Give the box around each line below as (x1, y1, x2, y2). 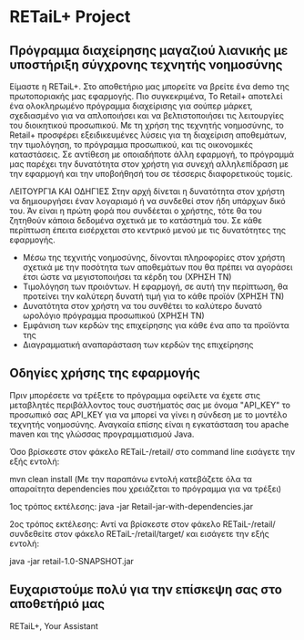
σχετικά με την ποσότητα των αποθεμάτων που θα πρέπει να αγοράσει (22, 262, 293, 273)
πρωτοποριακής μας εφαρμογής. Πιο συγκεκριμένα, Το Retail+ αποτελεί (9, 91, 283, 101)
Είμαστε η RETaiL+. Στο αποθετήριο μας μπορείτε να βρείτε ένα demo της (9, 81, 289, 92)
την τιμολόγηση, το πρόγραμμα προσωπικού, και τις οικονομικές (9, 139, 253, 150)
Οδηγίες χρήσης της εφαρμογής (9, 366, 200, 381)
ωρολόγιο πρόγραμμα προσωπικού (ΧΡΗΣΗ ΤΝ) (22, 310, 205, 321)
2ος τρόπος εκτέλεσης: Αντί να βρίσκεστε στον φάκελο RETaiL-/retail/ (9, 518, 276, 530)
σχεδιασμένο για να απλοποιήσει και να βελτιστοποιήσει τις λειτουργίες (9, 110, 285, 120)
